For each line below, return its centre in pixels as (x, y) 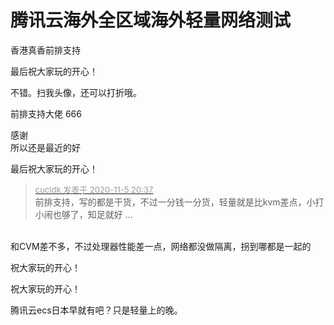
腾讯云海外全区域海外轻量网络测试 (151, 20)
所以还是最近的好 (45, 147)
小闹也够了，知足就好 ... (83, 214)
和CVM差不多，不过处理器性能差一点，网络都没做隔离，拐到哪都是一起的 (161, 246)
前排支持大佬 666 (46, 113)
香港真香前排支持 (45, 50)
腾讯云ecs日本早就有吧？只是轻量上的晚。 (96, 310)
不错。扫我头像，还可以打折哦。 (76, 92)
